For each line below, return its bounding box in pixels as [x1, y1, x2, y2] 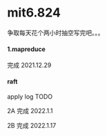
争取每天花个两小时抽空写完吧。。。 [7, 28, 104, 37]
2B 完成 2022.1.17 [7, 122, 57, 130]
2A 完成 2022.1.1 [7, 107, 53, 115]
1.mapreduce [7, 45, 46, 53]
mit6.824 [7, 5, 61, 21]
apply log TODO [7, 93, 53, 101]
